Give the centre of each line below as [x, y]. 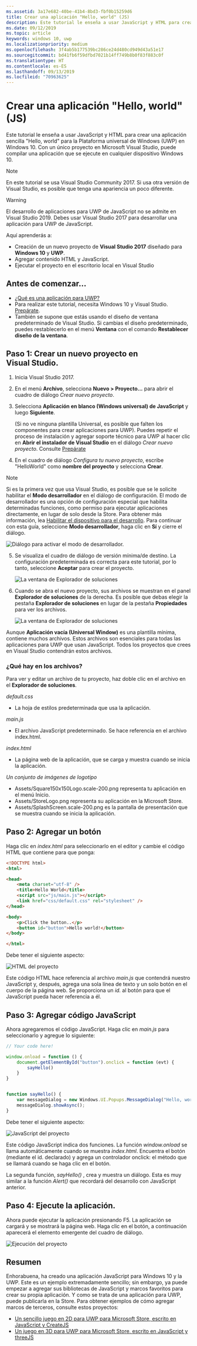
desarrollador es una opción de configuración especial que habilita [87, 501]
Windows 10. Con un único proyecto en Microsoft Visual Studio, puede [91, 147]
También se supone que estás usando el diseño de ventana [86, 316]
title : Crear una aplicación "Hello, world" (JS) [68, 17]
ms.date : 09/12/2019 [31, 28]
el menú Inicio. [32, 795]
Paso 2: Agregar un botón [54, 832]
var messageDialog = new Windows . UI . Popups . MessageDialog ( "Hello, [99, 1100]
